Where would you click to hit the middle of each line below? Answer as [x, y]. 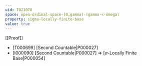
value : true [17, 24]
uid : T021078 [19, 10]
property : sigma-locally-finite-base [44, 19]
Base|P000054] [29, 58]
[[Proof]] [14, 38]
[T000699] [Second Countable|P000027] [55, 47]
